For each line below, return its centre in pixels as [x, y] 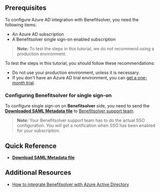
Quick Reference [31, 146]
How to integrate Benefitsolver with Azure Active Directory [71, 184]
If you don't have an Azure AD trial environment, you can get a [74, 77]
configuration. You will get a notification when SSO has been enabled [86, 126]
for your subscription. [39, 131]
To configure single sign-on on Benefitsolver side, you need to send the [77, 106]
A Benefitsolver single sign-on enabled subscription [64, 39]
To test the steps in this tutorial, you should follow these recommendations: [80, 63]
